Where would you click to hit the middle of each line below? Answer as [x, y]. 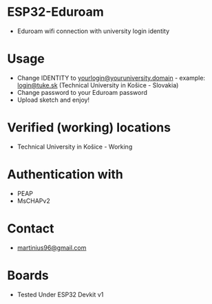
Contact [31, 228]
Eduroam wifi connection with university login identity [93, 31]
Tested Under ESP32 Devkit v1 [60, 294]
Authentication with [65, 174]
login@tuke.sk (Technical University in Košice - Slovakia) [98, 85]
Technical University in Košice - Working [75, 146]
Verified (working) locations [89, 128]
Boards [28, 275]
